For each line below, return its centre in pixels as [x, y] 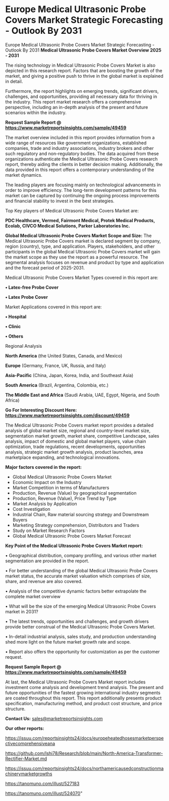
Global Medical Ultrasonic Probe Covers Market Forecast [72, 536]
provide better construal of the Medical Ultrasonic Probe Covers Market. [80, 626]
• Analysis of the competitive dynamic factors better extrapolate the [76, 591]
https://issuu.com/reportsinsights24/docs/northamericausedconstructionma [84, 768]
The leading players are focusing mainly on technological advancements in [83, 185]
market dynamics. [24, 175]
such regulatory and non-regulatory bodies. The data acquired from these [82, 153]
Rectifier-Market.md [26, 759]
